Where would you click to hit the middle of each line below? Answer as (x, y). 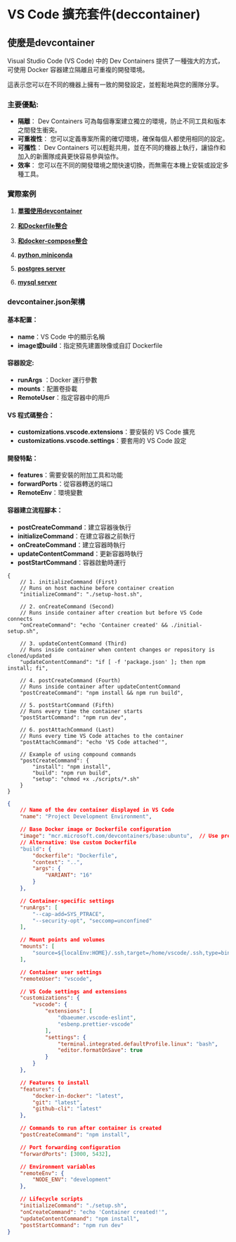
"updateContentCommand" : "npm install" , (80, 1219)
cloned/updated (29, 655)
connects (20, 619)
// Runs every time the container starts (81, 711)
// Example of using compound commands (78, 754)
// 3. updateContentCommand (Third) (74, 644)
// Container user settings (61, 972)
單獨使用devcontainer (50, 211)
